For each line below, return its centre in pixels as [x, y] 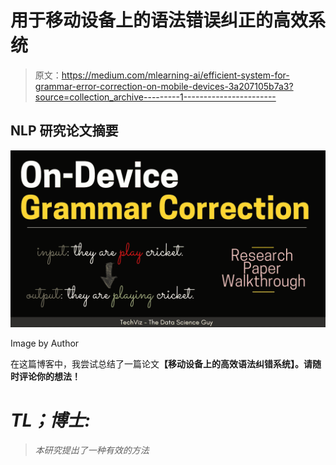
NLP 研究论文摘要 [64, 131]
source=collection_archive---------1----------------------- [155, 97]
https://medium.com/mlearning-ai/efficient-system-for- [175, 75]
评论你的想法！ [49, 377]
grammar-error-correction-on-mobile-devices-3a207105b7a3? [164, 86]
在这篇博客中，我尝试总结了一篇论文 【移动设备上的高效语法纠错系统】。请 [161, 364]
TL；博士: [50, 420]
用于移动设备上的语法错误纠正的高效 [159, 20]
